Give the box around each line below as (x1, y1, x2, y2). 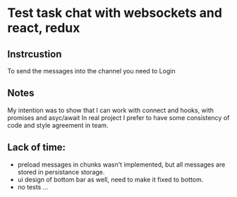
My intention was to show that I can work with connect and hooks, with (7, 106, 214, 114)
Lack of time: (7, 141, 66, 153)
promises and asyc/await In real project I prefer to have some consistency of (7, 113, 230, 121)
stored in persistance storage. (17, 167, 105, 176)
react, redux (7, 20, 80, 36)
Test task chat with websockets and (7, 5, 222, 21)
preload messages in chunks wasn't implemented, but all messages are (17, 160, 226, 169)
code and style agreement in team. (7, 121, 109, 129)
